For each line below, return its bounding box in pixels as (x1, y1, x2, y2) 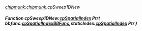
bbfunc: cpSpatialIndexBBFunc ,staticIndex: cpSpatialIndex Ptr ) (5, 20, 138, 26)
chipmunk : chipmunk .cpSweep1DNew (5, 4, 81, 10)
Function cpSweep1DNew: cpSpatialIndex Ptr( (5, 15, 100, 21)
